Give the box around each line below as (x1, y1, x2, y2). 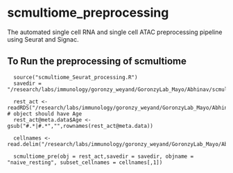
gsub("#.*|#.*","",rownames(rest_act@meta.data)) (7, 122, 154, 129)
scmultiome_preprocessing (7, 5, 169, 21)
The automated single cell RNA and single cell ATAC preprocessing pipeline (7, 28, 223, 36)
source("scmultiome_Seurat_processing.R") (13, 74, 138, 81)
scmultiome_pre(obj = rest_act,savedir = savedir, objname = (13, 153, 194, 160)
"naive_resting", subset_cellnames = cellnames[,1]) (7, 158, 163, 166)
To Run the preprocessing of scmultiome (7, 56, 187, 67)
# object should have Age (7, 110, 82, 117)
